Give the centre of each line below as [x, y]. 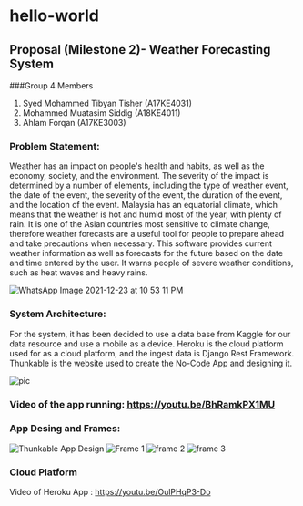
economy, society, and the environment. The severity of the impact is [139, 176]
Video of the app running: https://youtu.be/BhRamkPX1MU [142, 404]
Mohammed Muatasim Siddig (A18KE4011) [101, 113]
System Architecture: [58, 314]
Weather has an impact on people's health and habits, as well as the [137, 166]
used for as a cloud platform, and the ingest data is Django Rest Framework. [152, 353]
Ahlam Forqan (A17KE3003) [74, 123]
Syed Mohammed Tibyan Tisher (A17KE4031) [107, 103]
